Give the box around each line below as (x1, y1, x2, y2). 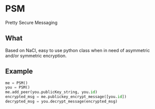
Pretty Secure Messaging (5, 19, 58, 25)
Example (5, 67, 33, 75)
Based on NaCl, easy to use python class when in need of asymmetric (5, 47, 150, 53)
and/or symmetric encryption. (5, 52, 67, 58)
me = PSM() (5, 80, 28, 85)
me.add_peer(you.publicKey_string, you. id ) (5, 89, 98, 95)
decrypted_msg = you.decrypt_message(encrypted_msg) (5, 99, 118, 104)
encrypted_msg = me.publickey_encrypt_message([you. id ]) (5, 94, 127, 99)
